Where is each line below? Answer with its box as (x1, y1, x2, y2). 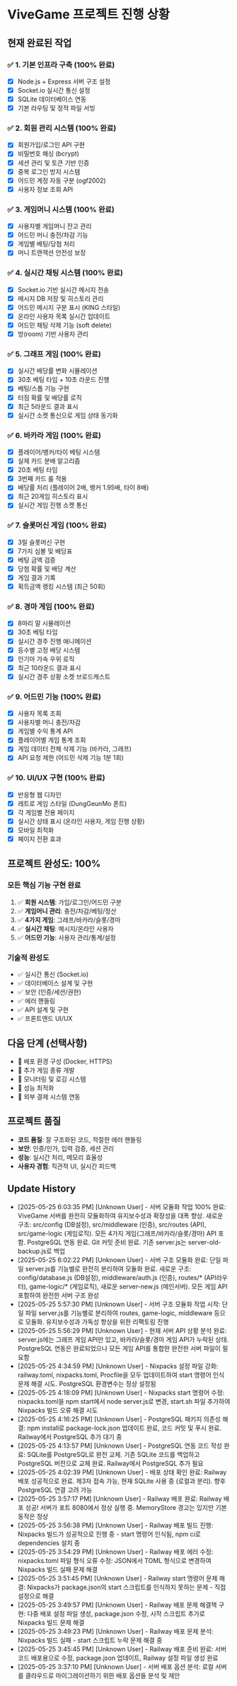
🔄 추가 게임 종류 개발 (17, 1066, 75, 1074)
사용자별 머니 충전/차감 (17, 718, 81, 727)
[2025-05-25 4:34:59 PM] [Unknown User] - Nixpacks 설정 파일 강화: (17, 1361, 219, 1370)
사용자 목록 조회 (17, 709, 62, 718)
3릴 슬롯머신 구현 (17, 538, 66, 546)
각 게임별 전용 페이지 (17, 808, 75, 816)
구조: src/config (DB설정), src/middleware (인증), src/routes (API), (17, 1220, 207, 1228)
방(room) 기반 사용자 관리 (17, 330, 88, 338)
